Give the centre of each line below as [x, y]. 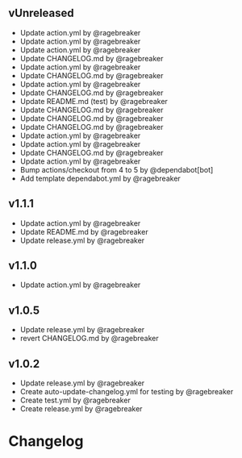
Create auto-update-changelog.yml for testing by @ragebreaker [127, 392]
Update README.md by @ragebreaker [84, 231]
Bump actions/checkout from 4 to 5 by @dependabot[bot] [117, 169]
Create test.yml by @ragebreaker [75, 400]
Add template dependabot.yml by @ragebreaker [100, 178]
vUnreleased [41, 13]
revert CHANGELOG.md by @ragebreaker [89, 339]
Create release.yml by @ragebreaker [81, 409]
